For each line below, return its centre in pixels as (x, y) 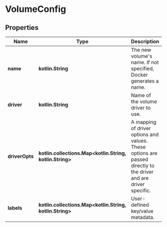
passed (139, 159)
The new (141, 50)
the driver (142, 172)
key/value (142, 211)
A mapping (144, 122)
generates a (145, 81)
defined (140, 205)
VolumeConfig (36, 9)
